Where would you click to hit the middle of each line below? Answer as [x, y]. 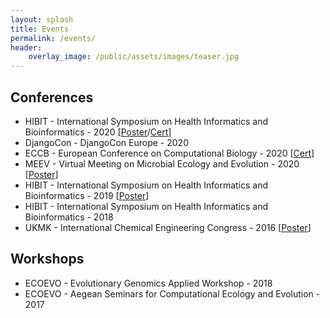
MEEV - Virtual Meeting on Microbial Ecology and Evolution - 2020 [162, 163]
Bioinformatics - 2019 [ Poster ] [87, 195]
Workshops [47, 259]
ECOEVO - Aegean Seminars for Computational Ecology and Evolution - [172, 293]
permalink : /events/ [53, 38]
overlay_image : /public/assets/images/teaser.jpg [134, 57]
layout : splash [42, 19]
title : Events [40, 29]
